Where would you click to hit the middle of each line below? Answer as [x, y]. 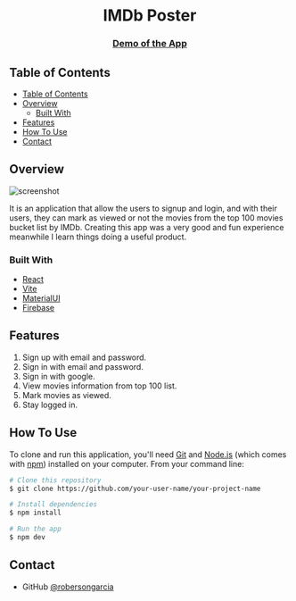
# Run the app [36, 529]
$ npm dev [28, 538]
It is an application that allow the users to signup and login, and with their [144, 208]
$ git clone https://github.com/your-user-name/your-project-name [135, 488]
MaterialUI [41, 298]
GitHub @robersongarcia [68, 587]
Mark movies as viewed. [66, 395]
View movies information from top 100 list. [99, 386]
